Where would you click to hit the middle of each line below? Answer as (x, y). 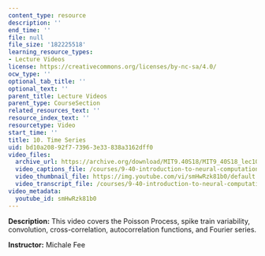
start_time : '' (33, 132)
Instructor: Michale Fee (47, 244)
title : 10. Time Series (47, 140)
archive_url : (37, 162)
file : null (26, 37)
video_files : (30, 154)
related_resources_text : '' (54, 111)
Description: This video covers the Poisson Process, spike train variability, (129, 221)
